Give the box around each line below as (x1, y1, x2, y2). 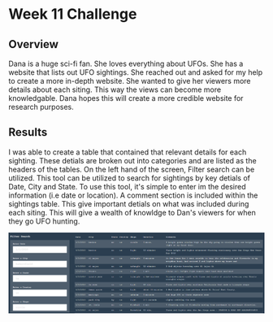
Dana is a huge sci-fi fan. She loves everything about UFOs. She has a (8, 59, 244, 68)
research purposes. (8, 102, 75, 111)
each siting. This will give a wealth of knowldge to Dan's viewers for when (8, 207, 256, 217)
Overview (8, 37, 59, 51)
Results (8, 125, 48, 139)
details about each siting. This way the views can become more (8, 85, 222, 94)
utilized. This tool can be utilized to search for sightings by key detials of (8, 172, 250, 183)
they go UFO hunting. (8, 216, 80, 226)
